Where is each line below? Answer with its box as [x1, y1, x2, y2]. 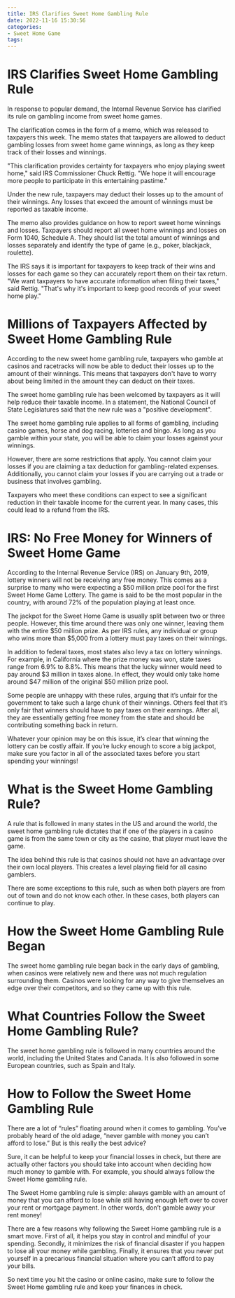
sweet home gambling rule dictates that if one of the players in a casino [7, 827, 213, 835]
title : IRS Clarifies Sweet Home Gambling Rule [7, 10, 149, 18]
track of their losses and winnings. [7, 148, 107, 156]
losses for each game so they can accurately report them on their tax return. [7, 269, 227, 278]
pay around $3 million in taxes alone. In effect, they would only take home [7, 670, 220, 678]
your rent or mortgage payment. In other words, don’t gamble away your [7, 1203, 215, 1212]
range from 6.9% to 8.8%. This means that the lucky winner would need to [7, 662, 222, 670]
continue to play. [7, 898, 55, 907]
